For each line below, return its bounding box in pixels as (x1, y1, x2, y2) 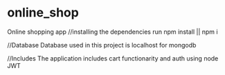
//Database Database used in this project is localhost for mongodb (7, 41, 197, 49)
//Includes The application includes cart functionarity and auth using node (7, 54, 219, 63)
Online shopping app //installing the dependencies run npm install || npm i (7, 28, 218, 36)
